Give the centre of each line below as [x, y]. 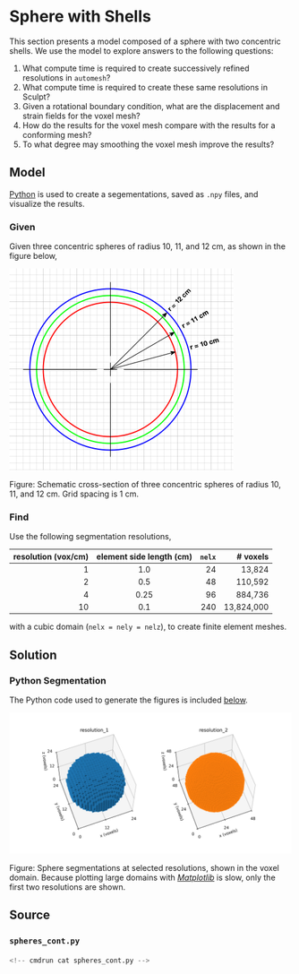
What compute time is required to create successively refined [136, 68]
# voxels [253, 556]
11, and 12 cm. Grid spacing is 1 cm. [74, 494]
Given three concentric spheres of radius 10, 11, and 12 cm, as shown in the [148, 246]
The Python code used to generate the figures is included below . [128, 700]
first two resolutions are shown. [68, 887]
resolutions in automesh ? [66, 77]
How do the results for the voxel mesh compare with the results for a [149, 125]
